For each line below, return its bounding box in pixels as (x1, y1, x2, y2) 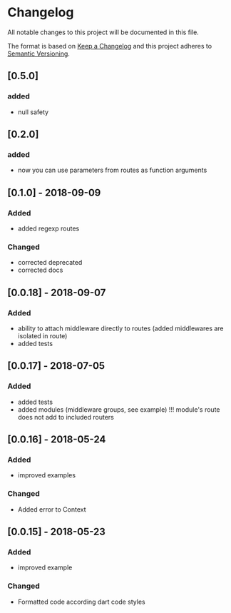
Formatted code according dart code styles (17, 597, 145, 606)
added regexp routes (17, 224, 80, 233)
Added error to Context (17, 505, 87, 514)
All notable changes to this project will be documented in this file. (7, 28, 200, 36)
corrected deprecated (17, 258, 83, 267)
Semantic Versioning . (7, 49, 70, 58)
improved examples (17, 471, 76, 480)
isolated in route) (17, 331, 68, 340)
